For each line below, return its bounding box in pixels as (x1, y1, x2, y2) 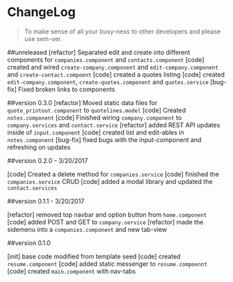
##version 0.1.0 (7, 238, 51, 247)
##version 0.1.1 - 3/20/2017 (7, 196, 85, 205)
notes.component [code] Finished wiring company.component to (7, 113, 182, 122)
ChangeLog (7, 4, 76, 20)
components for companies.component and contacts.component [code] (7, 55, 204, 63)
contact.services (7, 185, 58, 191)
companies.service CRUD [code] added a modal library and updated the (7, 177, 214, 185)
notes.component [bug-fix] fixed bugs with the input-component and (7, 135, 202, 143)
